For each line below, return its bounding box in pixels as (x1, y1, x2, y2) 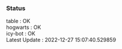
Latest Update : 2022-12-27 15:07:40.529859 (6, 37, 117, 44)
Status (6, 4, 25, 12)
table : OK (6, 18, 31, 25)
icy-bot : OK (6, 30, 36, 37)
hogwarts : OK (6, 24, 41, 31)
